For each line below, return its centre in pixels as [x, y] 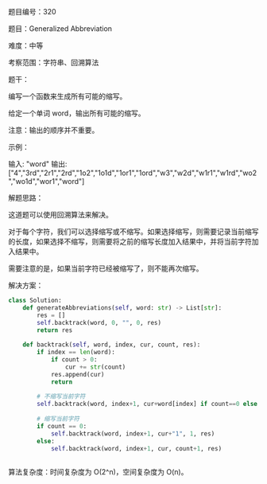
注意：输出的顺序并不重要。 [54, 130]
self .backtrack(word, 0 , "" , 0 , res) [99, 322]
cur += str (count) [95, 367]
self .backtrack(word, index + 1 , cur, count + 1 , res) [136, 448]
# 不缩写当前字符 [61, 396]
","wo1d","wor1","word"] [46, 181]
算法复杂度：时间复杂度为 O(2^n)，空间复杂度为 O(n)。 [98, 472]
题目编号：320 [33, 12]
